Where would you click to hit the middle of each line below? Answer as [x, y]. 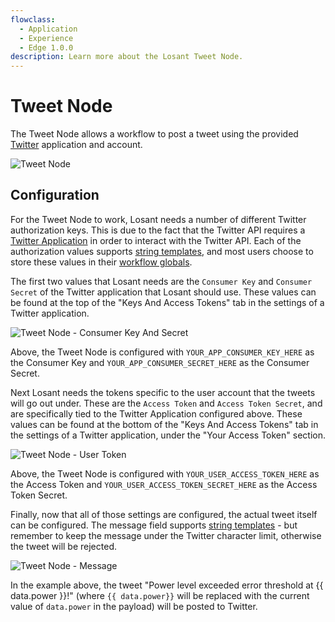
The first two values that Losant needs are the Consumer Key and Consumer [161, 281]
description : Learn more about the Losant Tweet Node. [127, 57]
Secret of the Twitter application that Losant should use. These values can [163, 292]
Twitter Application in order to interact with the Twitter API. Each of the [156, 240]
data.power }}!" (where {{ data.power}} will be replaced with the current [160, 595]
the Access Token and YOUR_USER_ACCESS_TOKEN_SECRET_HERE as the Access [164, 484]
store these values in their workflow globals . [101, 262]
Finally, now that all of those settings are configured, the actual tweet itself [164, 514]
